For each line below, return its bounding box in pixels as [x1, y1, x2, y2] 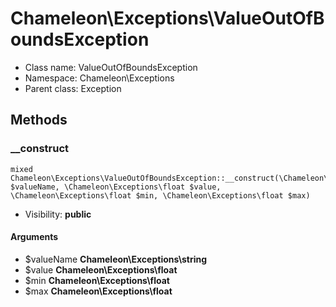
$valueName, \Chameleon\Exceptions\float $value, [10, 182, 222, 192]
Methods [10, 112, 68, 129]
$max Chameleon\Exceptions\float [24, 285, 173, 297]
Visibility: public [24, 208, 92, 220]
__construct [10, 142, 70, 156]
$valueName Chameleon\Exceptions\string [24, 253, 208, 265]
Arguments [10, 231, 59, 243]
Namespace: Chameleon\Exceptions [24, 72, 175, 84]
